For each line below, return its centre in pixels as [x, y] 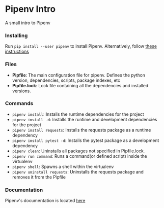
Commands [19, 104]
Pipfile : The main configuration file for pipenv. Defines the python [79, 75]
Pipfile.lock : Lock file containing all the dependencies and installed [80, 85]
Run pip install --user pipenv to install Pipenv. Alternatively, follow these [81, 46]
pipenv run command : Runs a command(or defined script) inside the [80, 156]
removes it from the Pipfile [39, 177]
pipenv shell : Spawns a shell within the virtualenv [63, 167]
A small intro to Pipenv [28, 23]
